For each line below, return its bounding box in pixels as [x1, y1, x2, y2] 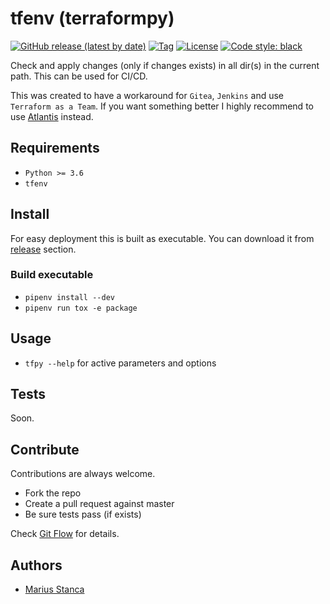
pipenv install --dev [24, 292, 115, 302]
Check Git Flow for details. [10, 528, 120, 540]
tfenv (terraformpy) [10, 7, 175, 30]
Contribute [10, 441, 80, 458]
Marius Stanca [24, 583, 85, 596]
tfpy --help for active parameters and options [24, 357, 217, 369]
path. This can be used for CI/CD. [10, 70, 148, 82]
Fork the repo [24, 487, 82, 499]
